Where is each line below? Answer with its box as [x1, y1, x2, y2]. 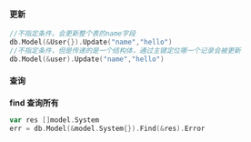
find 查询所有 [9, 96, 59, 108]
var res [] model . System [9, 115, 100, 125]
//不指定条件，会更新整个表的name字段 [9, 29, 136, 38]
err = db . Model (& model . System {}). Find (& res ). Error [9, 124, 206, 133]
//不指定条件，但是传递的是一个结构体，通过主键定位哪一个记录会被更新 [9, 46, 241, 55]
